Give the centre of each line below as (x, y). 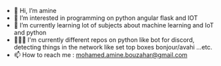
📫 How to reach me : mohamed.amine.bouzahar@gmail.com (100, 55)
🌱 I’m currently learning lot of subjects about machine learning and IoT (114, 25)
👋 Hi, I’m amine (35, 11)
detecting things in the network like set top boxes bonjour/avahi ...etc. (113, 47)
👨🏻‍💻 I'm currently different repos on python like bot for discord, (104, 40)
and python (30, 32)
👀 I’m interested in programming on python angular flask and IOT (106, 18)
